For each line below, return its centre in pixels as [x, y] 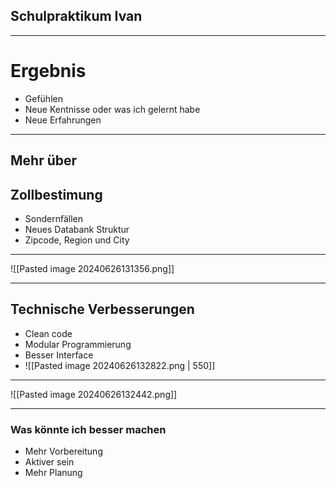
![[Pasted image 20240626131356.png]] [92, 268]
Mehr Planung [53, 473]
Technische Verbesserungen [102, 309]
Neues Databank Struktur [77, 229]
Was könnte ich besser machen [88, 429]
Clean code [48, 333]
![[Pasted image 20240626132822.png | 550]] [120, 365]
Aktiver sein [49, 462]
